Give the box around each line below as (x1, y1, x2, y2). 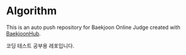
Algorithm (6, 4, 57, 18)
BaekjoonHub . (6, 30, 41, 37)
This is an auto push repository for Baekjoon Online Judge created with (6, 24, 181, 31)
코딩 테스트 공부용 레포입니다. (6, 42, 75, 49)
